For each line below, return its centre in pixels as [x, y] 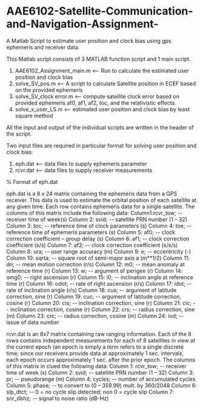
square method [34, 116]
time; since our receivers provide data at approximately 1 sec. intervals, [95, 353]
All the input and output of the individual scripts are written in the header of [100, 127]
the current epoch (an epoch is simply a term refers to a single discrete [95, 347]
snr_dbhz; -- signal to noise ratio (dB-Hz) [58, 398]
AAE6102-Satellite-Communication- [100, 11]
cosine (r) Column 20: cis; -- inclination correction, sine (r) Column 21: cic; [99, 303]
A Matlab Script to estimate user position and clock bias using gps [89, 41]
